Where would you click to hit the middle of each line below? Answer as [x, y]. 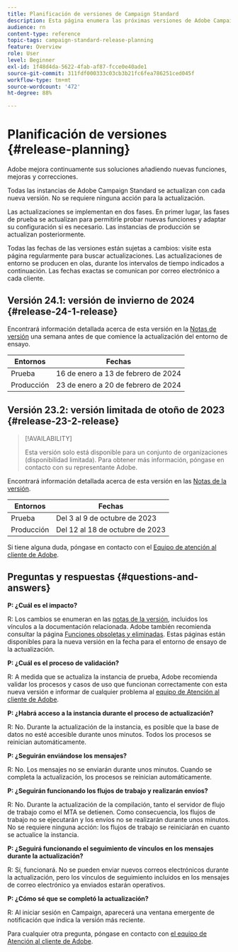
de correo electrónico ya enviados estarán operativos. [86, 885]
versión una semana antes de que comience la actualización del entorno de [118, 336]
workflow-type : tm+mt [39, 80]
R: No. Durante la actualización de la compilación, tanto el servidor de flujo [116, 804]
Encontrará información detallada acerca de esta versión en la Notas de [112, 329]
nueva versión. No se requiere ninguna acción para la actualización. [106, 198]
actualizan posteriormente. [47, 234]
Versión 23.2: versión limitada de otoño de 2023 [116, 410]
